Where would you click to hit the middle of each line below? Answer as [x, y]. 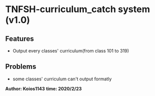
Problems [21, 67]
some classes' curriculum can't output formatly [62, 79]
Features [20, 39]
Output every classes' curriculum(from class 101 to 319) [71, 51]
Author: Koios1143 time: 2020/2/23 [44, 88]
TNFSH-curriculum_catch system [78, 9]
